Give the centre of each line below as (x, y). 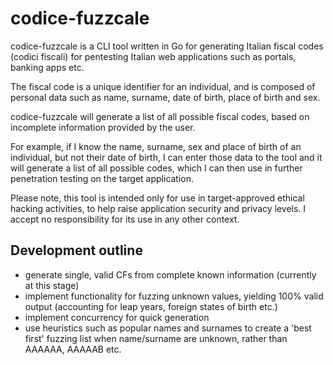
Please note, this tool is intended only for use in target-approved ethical (157, 198)
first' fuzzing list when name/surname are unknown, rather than (156, 338)
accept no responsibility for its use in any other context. (125, 219)
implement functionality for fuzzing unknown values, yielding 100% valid (174, 296)
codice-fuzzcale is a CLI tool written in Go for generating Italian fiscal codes (167, 46)
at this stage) (52, 285)
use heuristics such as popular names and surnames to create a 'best (168, 328)
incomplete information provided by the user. (103, 127)
